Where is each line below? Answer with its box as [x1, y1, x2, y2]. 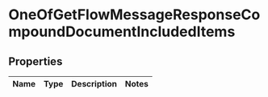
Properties [8, 55, 63, 68]
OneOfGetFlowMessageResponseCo [8, 6, 261, 24]
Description [71, 79, 117, 89]
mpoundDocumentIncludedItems [8, 22, 236, 41]
